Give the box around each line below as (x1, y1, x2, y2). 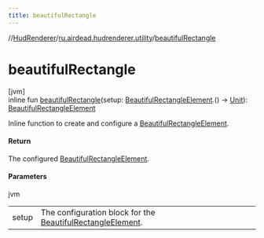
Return (8, 137, 31, 146)
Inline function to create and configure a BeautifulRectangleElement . (8, 119, 229, 128)
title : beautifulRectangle (8, 11, 97, 20)
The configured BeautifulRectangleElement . (8, 154, 149, 163)
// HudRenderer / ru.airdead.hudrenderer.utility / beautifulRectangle (8, 33, 216, 42)
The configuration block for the (40, 207, 156, 218)
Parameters (8, 172, 47, 181)
